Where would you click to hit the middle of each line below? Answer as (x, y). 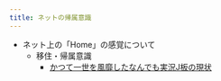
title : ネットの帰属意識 (51, 18)
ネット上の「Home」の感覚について (89, 44)
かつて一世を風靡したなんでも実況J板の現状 (130, 67)
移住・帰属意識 (64, 56)
